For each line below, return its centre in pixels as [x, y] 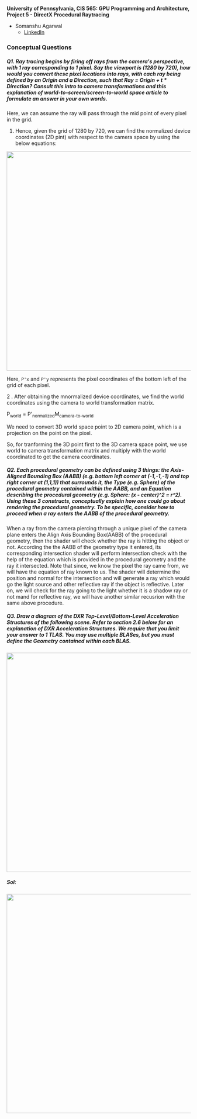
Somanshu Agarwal [39, 26]
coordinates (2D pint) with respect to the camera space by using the [97, 137]
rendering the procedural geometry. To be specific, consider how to [91, 507]
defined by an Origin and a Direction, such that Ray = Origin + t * [87, 80]
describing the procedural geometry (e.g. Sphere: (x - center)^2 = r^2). [94, 495]
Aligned [16, 476]
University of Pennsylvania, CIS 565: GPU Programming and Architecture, [98, 8]
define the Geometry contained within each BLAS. [69, 641]
